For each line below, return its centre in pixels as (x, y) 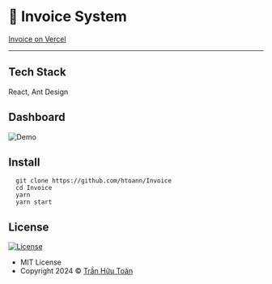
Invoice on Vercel (37, 39)
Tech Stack (37, 72)
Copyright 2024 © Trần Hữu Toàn (76, 271)
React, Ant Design (38, 92)
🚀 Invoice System (68, 17)
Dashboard (37, 117)
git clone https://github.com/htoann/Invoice (94, 181)
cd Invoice (34, 188)
